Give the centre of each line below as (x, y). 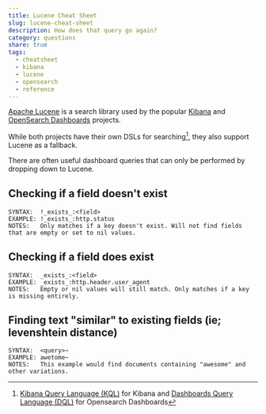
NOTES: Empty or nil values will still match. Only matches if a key (129, 289)
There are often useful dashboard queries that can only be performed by (127, 161)
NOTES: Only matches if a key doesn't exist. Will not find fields (125, 226)
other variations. (38, 372)
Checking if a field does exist (81, 257)
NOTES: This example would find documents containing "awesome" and (127, 365)
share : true (28, 45)
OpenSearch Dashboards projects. (65, 120)
